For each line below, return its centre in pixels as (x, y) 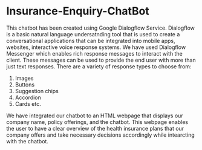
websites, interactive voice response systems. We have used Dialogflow (96, 47)
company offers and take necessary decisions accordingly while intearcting (100, 135)
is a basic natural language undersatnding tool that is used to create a (93, 34)
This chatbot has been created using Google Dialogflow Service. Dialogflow (101, 28)
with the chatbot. (27, 141)
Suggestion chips (37, 91)
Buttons (25, 84)
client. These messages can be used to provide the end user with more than (101, 60)
